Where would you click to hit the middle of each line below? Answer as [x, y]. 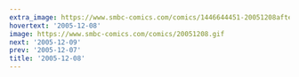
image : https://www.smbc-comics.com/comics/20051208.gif [117, 34]
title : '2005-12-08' [48, 58]
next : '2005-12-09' [45, 42]
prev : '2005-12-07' [45, 50]
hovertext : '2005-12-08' [55, 26]
